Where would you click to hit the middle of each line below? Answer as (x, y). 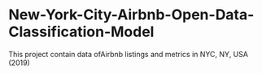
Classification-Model (81, 32)
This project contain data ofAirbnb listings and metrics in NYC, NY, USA (128, 54)
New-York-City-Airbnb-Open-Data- (131, 15)
